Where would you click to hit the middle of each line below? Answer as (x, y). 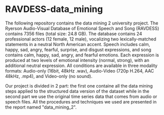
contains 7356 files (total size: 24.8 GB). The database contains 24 (74, 33)
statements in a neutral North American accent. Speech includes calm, (78, 44)
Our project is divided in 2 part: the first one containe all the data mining (79, 85)
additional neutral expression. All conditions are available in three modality (82, 65)
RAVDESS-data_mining (54, 9)
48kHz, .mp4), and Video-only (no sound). (49, 76)
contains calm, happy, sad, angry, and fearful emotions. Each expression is (82, 55)
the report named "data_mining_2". (41, 107)
